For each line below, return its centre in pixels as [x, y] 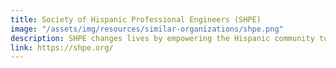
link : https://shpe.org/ [62, 47]
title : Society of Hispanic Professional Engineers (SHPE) [136, 19]
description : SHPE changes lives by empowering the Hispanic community [162, 38]
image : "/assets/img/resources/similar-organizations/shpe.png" [147, 29]
